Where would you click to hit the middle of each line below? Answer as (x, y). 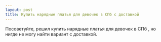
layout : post (19, 10)
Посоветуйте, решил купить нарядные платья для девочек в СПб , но (80, 28)
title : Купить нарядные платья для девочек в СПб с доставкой (72, 14)
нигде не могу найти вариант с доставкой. (51, 34)
